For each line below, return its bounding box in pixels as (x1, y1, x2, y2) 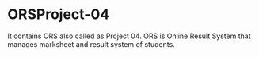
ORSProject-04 (7, 5, 110, 23)
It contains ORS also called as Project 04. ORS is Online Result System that (7, 31, 251, 41)
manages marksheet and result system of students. (7, 39, 175, 48)
